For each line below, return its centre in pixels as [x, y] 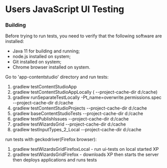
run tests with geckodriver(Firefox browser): [51, 139]
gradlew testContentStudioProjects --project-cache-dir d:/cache [80, 108]
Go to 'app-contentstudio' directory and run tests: [57, 77]
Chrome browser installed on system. [51, 67]
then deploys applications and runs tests [55, 160]
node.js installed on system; [42, 57]
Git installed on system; [37, 62]
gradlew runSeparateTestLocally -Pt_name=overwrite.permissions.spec [87, 97]
